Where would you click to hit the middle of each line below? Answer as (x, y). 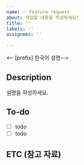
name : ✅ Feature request (38, 12)
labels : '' (20, 29)
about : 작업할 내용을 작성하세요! (43, 18)
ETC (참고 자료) (34, 154)
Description (29, 77)
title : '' (19, 23)
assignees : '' (24, 35)
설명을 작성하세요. (27, 92)
